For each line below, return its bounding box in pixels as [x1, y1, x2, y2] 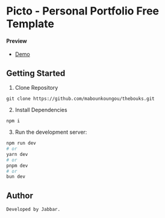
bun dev [6, 173, 26, 180]
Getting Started [6, 68, 66, 78]
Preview [6, 37, 27, 45]
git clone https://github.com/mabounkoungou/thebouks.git [6, 96, 155, 102]
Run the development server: [14, 128, 87, 136]
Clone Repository [14, 84, 58, 92]
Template [6, 17, 54, 31]
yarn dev [6, 151, 28, 157]
